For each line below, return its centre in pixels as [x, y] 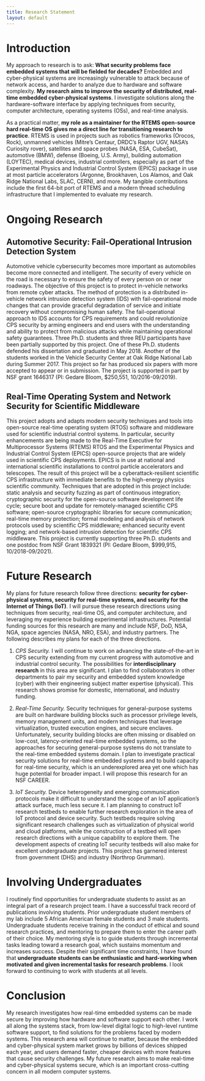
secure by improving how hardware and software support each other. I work [102, 1020]
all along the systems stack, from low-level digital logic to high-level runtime [102, 1026]
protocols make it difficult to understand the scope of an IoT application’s [107, 798]
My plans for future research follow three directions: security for [88, 593]
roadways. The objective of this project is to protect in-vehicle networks [97, 286]
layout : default [27, 18]
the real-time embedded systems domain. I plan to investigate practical [105, 754]
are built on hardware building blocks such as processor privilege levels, [106, 715]
